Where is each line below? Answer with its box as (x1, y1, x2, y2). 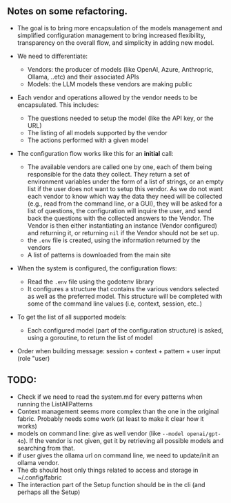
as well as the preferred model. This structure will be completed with (27, 292, 223, 300)
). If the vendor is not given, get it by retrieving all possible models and (23, 436, 224, 444)
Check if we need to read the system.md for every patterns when (17, 393, 203, 401)
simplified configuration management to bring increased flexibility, (17, 31, 205, 39)
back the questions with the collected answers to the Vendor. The (27, 214, 214, 222)
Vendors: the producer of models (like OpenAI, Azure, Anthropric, (27, 65, 214, 73)
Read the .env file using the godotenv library (27, 277, 154, 286)
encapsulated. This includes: (17, 100, 99, 109)
